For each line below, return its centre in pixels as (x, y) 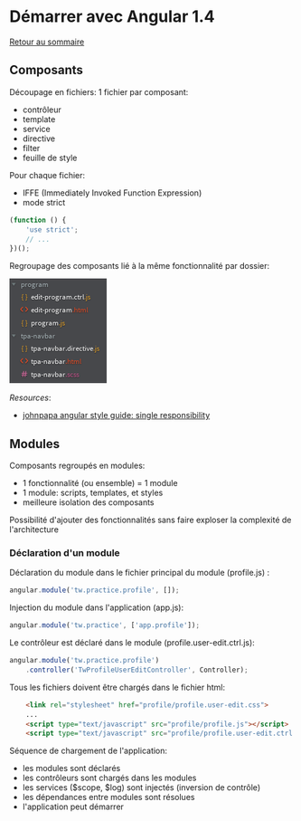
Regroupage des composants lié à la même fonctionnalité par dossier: (140, 266)
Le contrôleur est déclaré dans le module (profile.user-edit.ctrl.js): (132, 643)
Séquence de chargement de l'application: (89, 751)
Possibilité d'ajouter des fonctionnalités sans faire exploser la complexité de (150, 520)
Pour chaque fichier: (47, 175)
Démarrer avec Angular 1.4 (112, 17)
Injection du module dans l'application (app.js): (96, 607)
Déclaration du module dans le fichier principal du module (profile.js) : (139, 573)
